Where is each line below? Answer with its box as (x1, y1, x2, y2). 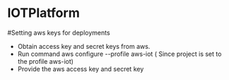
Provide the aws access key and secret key (17, 64, 144, 73)
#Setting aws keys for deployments (7, 28, 111, 37)
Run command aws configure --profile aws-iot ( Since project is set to (17, 50, 222, 58)
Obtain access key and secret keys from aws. (17, 42, 151, 50)
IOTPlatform (7, 5, 80, 21)
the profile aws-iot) (17, 57, 74, 65)
